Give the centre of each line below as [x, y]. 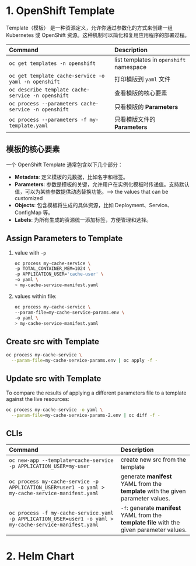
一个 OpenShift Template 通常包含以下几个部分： [65, 164]
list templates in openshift [150, 60]
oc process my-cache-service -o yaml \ [55, 410]
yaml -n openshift [34, 81]
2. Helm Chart [40, 556]
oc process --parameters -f [48, 119]
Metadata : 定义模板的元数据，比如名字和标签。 [71, 177]
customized [29, 198]
